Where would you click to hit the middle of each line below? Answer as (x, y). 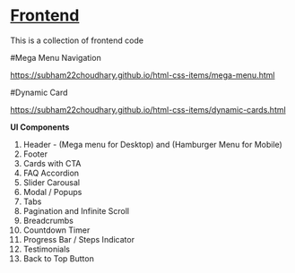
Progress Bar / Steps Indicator (79, 239)
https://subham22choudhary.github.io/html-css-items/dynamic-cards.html (148, 109)
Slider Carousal (51, 182)
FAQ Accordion (51, 173)
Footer (35, 154)
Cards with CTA (52, 163)
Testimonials (47, 249)
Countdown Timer (56, 230)
